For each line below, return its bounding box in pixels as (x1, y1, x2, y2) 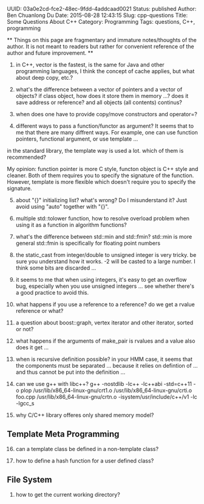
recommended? (7, 153, 47, 161)
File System (7, 475, 52, 485)
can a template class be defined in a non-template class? (15, 445, 159, 452)
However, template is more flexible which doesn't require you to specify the (7, 178, 196, 185)
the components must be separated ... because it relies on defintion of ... (15, 362, 198, 369)
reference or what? (15, 307, 64, 314)
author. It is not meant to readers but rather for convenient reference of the (7, 43, 194, 50)
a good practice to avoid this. (15, 289, 89, 296)
